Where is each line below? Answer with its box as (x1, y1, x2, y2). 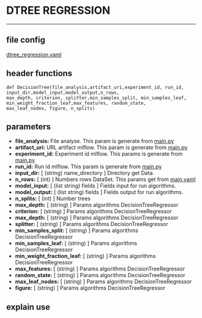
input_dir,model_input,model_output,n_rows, (6, 90, 120, 96)
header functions (6, 69, 73, 79)
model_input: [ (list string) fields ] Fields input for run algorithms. (14, 182, 176, 189)
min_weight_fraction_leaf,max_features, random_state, (6, 100, 147, 106)
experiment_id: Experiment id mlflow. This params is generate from (14, 150, 183, 157)
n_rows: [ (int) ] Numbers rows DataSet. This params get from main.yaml (14, 176, 196, 183)
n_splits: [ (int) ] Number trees (14, 195, 91, 202)
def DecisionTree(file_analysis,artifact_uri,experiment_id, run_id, (6, 84, 185, 90)
